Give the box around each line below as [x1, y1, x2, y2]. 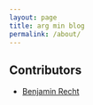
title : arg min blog [9, 21, 86, 30]
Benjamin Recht [21, 86, 80, 97]
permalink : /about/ [9, 29, 81, 38]
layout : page [9, 12, 58, 22]
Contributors [9, 62, 82, 77]
